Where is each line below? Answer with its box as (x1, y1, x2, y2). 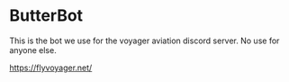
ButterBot (9, 5, 84, 26)
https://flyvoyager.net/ (9, 62, 93, 73)
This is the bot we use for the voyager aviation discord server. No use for (9, 35, 280, 46)
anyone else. (9, 44, 57, 55)
